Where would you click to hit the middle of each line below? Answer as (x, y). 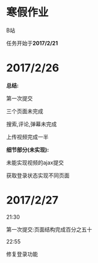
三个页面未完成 (25, 111)
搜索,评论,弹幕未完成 (32, 124)
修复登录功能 (22, 254)
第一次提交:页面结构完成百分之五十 (49, 229)
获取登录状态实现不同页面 (38, 175)
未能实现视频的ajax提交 (35, 162)
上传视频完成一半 (27, 137)
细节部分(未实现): (28, 149)
